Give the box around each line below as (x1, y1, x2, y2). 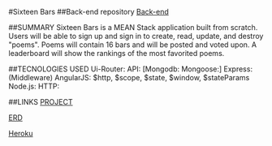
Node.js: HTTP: (8, 81, 59, 91)
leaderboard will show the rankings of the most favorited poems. (8, 49, 225, 58)
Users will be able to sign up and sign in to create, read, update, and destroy (8, 32, 264, 41)
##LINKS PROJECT (8, 97, 73, 106)
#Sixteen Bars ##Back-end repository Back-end (8, 7, 169, 16)
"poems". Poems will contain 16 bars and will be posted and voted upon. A (8, 40, 257, 49)
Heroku (8, 129, 33, 138)
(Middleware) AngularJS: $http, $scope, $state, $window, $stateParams (8, 73, 250, 82)
